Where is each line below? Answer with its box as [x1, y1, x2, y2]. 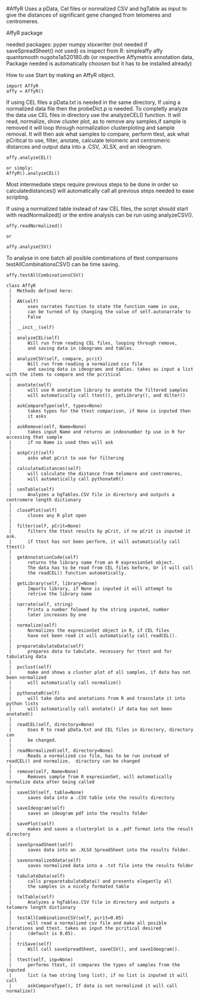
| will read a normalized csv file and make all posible [8, 920, 167, 926]
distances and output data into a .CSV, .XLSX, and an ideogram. [6, 143, 163, 150]
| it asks [8, 413, 47, 419]
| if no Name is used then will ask [8, 439, 113, 445]
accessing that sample [6, 434, 63, 440]
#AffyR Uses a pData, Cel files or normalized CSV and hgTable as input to [6, 5, 187, 12]
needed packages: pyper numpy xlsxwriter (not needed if [6, 41, 147, 48]
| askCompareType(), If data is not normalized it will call [8, 983, 178, 989]
